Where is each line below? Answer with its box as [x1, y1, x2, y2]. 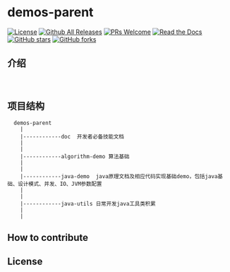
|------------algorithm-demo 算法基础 [20, 153, 130, 160]
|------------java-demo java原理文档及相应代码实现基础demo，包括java [20, 172, 218, 180]
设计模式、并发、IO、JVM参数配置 [17, 180, 102, 187]
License [7, 256, 43, 268]
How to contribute [7, 231, 89, 244]
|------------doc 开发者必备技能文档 [20, 133, 125, 140]
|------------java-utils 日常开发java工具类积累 [20, 200, 157, 207]
